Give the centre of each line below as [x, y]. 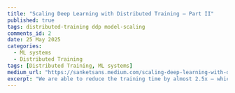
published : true [31, 20]
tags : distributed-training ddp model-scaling [76, 27]
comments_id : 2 [29, 33]
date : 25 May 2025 [34, 40]
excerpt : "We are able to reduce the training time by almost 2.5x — [111, 79]
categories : [24, 46]
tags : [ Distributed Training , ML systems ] [70, 66]
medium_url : [24, 72]
